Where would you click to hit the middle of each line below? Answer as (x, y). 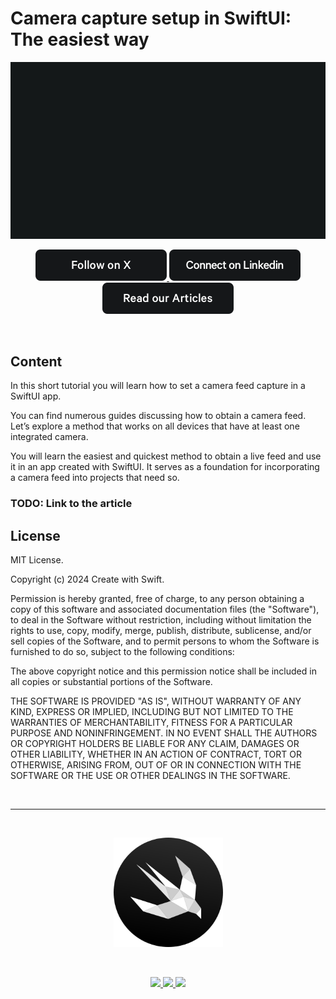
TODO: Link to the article (71, 504)
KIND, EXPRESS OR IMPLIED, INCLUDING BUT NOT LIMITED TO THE (152, 711)
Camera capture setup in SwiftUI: (151, 18)
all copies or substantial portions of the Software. (111, 681)
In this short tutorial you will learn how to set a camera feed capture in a (158, 386)
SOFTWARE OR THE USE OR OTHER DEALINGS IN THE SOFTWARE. (150, 775)
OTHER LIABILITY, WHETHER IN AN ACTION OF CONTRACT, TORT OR (156, 754)
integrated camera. (49, 437)
